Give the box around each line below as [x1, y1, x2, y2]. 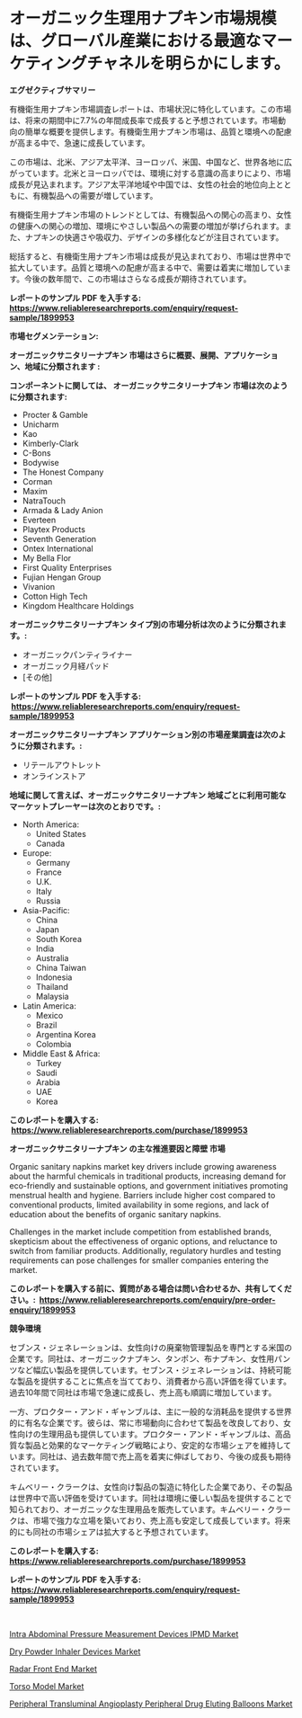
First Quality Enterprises [22, 562, 112, 573]
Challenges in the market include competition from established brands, [9, 1226, 272, 1237]
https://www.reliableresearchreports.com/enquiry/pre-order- [39, 1294, 276, 1304]
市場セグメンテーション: [9, 330, 99, 342]
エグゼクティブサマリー [9, 85, 96, 95]
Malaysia [35, 991, 69, 1001]
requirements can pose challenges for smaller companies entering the [9, 1255, 270, 1266]
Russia [35, 895, 61, 906]
